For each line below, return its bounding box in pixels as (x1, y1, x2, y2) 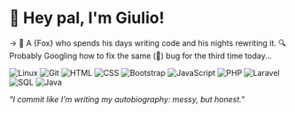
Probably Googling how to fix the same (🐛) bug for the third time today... (9, 50, 273, 61)
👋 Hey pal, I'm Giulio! (9, 8, 165, 28)
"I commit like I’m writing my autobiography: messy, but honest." (9, 94, 245, 104)
